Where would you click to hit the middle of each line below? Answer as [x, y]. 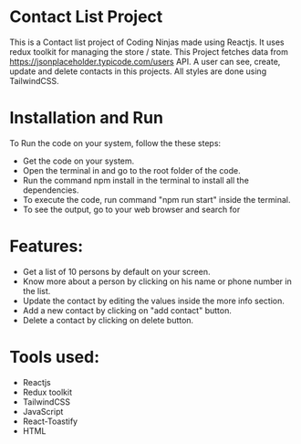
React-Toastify [50, 421]
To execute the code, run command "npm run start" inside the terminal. [156, 199]
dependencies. [51, 190]
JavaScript [43, 411]
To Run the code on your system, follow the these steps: [115, 143]
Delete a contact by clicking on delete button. [108, 320]
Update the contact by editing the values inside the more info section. [154, 301]
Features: [47, 246]
